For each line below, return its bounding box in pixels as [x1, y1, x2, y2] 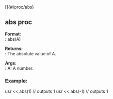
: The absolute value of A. [5, 50, 57, 56]
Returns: [5, 46, 23, 51]
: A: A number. [5, 65, 34, 71]
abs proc [5, 18, 32, 26]
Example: [5, 77, 28, 84]
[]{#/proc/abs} [5, 4, 34, 10]
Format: [5, 31, 21, 37]
